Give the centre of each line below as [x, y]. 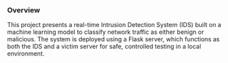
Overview [24, 10]
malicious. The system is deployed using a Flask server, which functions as [113, 39]
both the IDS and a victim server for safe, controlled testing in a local [104, 47]
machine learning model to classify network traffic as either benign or [106, 32]
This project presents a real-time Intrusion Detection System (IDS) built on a [114, 25]
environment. [26, 54]
